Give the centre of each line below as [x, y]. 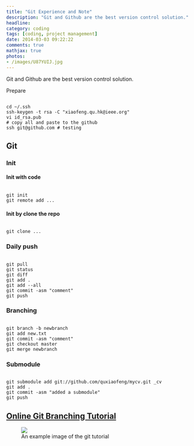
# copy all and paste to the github [52, 122]
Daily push [22, 247]
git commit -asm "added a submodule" [53, 393]
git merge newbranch [32, 349]
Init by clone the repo [33, 214]
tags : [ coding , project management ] [52, 34]
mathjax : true [24, 51]
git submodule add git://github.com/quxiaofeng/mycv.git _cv [84, 382]
